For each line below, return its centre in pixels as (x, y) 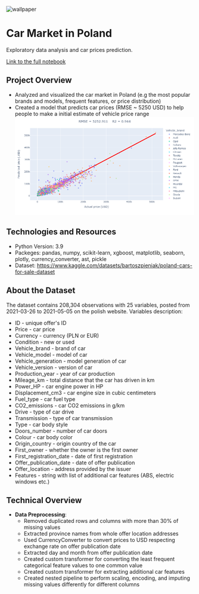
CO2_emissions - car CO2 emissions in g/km (70, 405)
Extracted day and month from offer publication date (88, 553)
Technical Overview (44, 500)
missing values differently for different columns (82, 584)
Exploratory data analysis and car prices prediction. (69, 50)
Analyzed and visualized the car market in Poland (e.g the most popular (102, 94)
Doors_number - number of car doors (61, 431)
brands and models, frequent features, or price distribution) (88, 101)
